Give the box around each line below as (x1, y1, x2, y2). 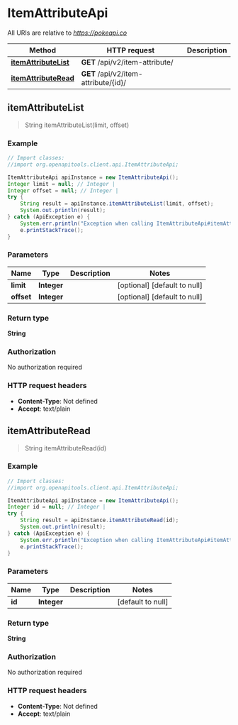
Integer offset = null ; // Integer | (7, 187, 119, 194)
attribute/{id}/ (81, 77, 126, 87)
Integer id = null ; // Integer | (7, 504, 106, 511)
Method (29, 45, 57, 55)
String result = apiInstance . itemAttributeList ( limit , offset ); (20, 200, 214, 207)
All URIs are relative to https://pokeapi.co (7, 28, 127, 37)
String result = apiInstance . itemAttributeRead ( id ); (20, 516, 179, 524)
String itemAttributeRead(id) (24, 443, 107, 452)
